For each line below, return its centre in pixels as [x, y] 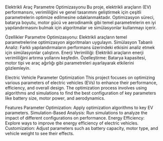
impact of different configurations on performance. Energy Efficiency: [75, 118]
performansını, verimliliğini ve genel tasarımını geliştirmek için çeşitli [73, 12]
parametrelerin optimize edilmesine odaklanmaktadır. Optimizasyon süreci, [80, 17]
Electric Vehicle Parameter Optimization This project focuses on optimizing [80, 78]
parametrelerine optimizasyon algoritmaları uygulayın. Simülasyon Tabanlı [79, 42]
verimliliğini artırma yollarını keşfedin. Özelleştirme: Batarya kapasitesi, [76, 58]
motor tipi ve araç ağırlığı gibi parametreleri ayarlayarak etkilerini [70, 63]
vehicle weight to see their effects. [40, 133]
